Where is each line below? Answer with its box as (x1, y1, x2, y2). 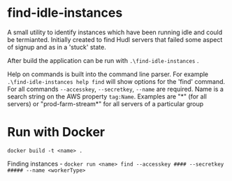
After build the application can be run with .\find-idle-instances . (7, 56, 199, 64)
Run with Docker (7, 124, 106, 140)
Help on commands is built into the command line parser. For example (7, 70, 209, 78)
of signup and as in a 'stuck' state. (7, 43, 106, 51)
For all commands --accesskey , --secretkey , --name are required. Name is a (7, 85, 224, 93)
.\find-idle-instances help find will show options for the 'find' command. (7, 77, 226, 85)
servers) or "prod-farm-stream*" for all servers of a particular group (7, 99, 204, 108)
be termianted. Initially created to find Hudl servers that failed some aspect (7, 35, 223, 43)
